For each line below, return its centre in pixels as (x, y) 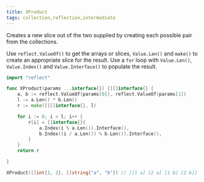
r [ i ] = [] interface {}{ (57, 122)
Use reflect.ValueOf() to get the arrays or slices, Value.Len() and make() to (102, 53)
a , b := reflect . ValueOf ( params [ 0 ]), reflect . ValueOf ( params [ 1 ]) (102, 94)
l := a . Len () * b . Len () (47, 100)
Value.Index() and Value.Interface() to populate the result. (82, 66)
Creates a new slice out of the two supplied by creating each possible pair (100, 35)
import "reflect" (28, 78)
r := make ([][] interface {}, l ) (57, 106)
